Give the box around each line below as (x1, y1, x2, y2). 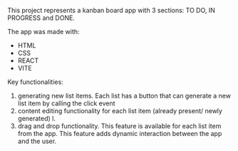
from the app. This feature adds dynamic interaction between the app (17, 130, 222, 137)
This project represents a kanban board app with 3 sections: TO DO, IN (7, 6, 216, 14)
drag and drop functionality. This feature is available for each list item (17, 122, 222, 130)
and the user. (17, 137, 57, 145)
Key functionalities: (7, 78, 64, 86)
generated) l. (17, 114, 56, 123)
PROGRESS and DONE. (7, 14, 75, 22)
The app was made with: (7, 28, 80, 36)
